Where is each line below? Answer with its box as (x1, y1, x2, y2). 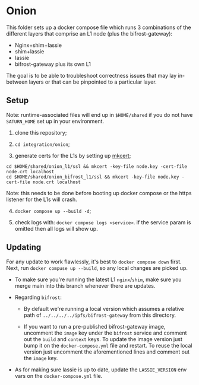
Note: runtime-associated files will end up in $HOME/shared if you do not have (6, 111, 193, 118)
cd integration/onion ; (14, 141, 70, 148)
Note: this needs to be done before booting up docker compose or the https (6, 189, 192, 196)
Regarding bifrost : (14, 294, 62, 301)
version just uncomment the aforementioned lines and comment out (23, 348, 190, 355)
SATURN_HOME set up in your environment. (6, 117, 105, 125)
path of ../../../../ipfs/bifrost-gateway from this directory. (23, 311, 176, 319)
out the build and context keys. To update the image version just (23, 335, 183, 342)
